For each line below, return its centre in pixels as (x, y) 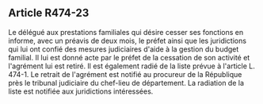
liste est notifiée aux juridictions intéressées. (81, 91)
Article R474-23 (49, 13)
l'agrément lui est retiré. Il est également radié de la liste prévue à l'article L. (132, 66)
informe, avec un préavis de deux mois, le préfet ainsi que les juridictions (128, 40)
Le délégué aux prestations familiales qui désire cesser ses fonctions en (126, 32)
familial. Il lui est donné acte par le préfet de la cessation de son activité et (129, 57)
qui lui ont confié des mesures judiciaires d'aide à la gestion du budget (124, 49)
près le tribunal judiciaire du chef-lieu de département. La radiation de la (126, 83)
